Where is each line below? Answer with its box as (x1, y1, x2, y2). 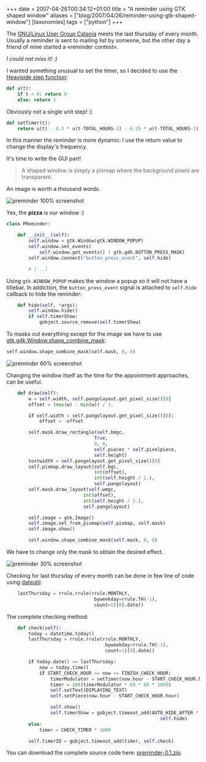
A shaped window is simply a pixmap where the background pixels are (21, 167, 200, 174)
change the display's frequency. (6, 143, 88, 150)
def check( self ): (17, 624, 62, 631)
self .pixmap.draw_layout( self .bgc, (28, 464, 120, 470)
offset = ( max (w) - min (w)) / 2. (28, 402, 114, 408)
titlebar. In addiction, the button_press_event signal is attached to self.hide (6, 284, 197, 291)
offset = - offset (39, 418, 84, 424)
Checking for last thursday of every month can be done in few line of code (6, 572, 194, 579)
